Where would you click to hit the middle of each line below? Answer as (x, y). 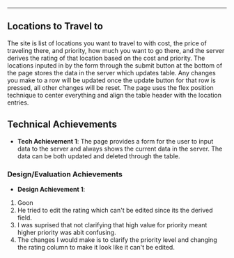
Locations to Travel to (55, 26)
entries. (18, 103)
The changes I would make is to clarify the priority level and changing (117, 240)
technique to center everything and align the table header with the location (114, 95)
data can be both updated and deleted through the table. (99, 156)
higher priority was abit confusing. (67, 232)
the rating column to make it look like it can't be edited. (96, 247)
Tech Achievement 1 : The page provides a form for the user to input (115, 141)
